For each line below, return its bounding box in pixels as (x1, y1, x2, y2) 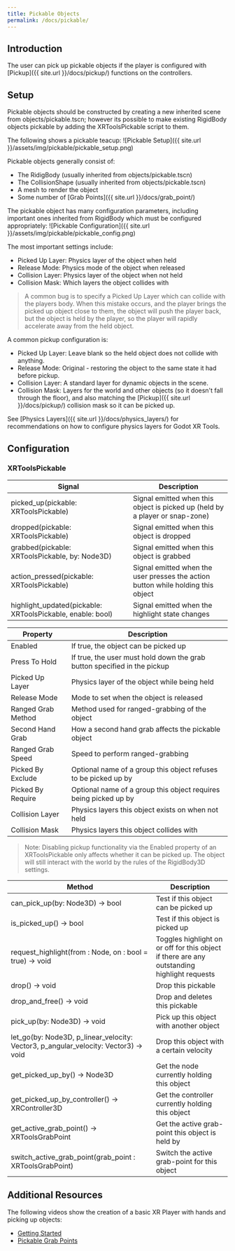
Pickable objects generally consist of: (7, 157, 115, 165)
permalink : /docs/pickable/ (7, 17, 90, 24)
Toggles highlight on (155, 934, 223, 943)
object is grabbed (132, 551, 191, 561)
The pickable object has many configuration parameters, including (7, 207, 199, 215)
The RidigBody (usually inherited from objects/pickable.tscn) (17, 171, 192, 179)
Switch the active (155, 1147, 213, 1157)
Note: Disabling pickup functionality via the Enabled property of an (24, 842, 217, 852)
